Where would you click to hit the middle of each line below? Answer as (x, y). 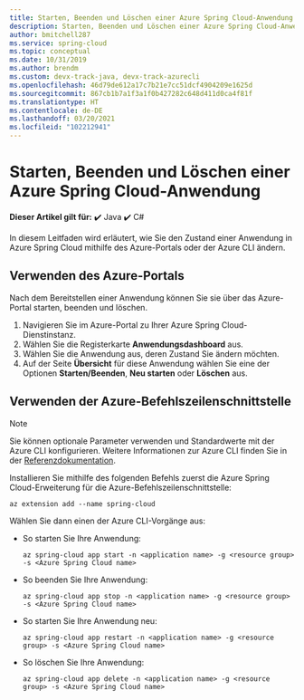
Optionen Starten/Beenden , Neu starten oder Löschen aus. (135, 373)
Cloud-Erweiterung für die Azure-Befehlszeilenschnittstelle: (121, 487)
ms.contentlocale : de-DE (56, 110)
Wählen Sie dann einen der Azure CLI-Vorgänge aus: (108, 521)
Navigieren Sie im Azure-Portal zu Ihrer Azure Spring (121, 325)
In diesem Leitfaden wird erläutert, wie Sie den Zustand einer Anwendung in (151, 237)
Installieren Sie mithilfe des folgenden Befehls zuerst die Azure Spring (139, 477)
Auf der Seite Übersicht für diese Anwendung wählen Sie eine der (146, 363)
